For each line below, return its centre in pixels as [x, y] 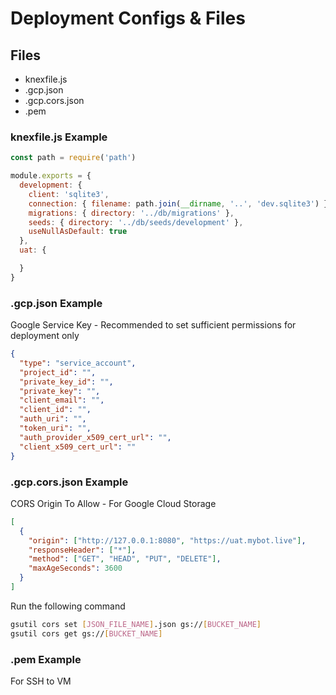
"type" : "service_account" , [78, 363]
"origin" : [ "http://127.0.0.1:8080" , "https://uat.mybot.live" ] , [167, 540]
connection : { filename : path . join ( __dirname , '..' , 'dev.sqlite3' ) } [178, 203]
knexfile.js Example [59, 137]
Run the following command [68, 606]
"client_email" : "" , [62, 400]
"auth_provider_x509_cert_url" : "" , [95, 437]
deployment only [45, 336]
